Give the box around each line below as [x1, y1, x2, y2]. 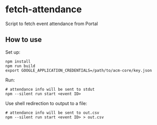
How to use [5, 35, 42, 44]
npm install [5, 59, 31, 64]
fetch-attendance [5, 4, 82, 15]
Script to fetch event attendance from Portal [5, 20, 98, 27]
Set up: [5, 49, 20, 55]
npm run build [5, 63, 36, 69]
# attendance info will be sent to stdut [5, 87, 95, 92]
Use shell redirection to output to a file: [5, 100, 87, 106]
